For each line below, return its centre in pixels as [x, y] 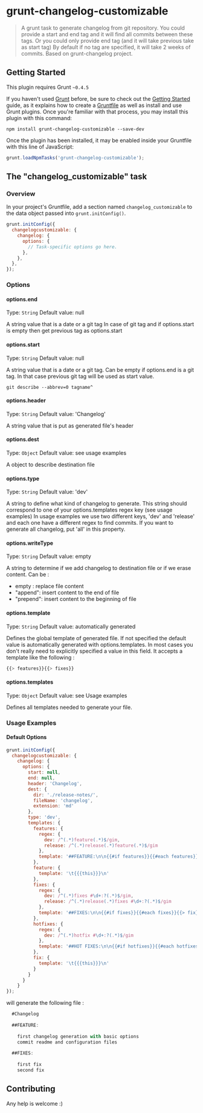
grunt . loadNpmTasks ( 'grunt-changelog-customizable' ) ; [76, 158]
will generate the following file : [45, 1003]
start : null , [44, 772]
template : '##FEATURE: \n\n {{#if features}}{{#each [104, 857]
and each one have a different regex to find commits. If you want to [90, 523]
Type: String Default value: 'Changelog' [56, 414]
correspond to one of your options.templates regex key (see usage [89, 510]
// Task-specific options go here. [73, 247]
